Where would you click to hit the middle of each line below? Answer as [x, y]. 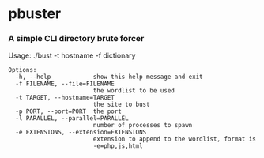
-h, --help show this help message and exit [109, 77]
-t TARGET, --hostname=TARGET [65, 98]
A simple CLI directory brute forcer [76, 39]
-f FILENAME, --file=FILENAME [65, 84]
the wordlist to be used [134, 91]
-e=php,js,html [118, 146]
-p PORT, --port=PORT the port [69, 111]
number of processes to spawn [143, 126]
